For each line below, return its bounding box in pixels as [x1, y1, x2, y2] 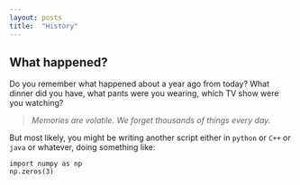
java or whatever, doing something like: [9, 142, 156, 153]
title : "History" [9, 22, 78, 31]
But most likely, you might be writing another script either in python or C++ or [9, 132, 291, 144]
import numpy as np [9, 159, 83, 169]
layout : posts [9, 13, 63, 22]
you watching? [9, 98, 64, 109]
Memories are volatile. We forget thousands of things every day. [31, 115, 271, 126]
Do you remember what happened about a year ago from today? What [9, 78, 270, 90]
